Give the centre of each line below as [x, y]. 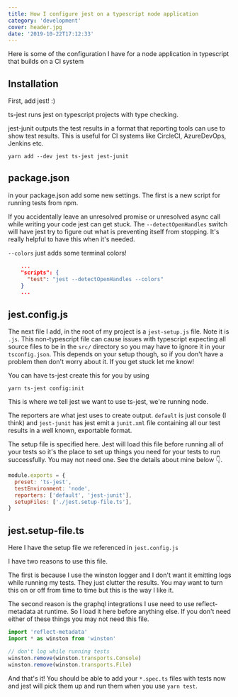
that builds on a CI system [46, 62]
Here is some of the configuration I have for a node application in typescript [119, 54]
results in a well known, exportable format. [70, 431]
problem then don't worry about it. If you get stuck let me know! [101, 362]
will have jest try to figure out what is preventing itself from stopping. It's [114, 231]
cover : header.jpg [35, 27]
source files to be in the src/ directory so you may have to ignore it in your [117, 347]
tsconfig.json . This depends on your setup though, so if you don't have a [116, 354]
